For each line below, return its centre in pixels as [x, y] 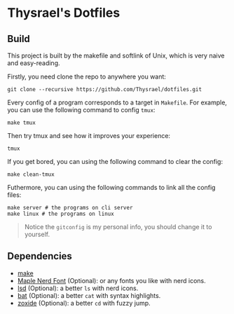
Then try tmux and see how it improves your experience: [89, 136]
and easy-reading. [34, 63]
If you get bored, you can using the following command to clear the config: [115, 162]
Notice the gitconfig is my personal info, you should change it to [118, 227]
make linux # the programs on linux [61, 214]
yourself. [37, 234]
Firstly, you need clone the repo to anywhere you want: [87, 76]
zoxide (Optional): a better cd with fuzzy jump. [84, 303]
